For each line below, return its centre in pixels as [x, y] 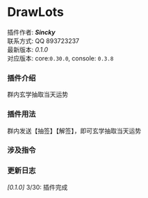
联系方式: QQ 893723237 [43, 41]
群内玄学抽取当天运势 [38, 94]
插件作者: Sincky [31, 32]
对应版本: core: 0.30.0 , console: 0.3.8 [60, 58]
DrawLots [36, 12]
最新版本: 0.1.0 [28, 49]
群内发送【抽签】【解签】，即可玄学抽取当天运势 [74, 131]
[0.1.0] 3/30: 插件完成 [38, 187]
